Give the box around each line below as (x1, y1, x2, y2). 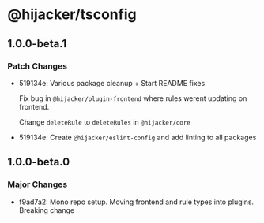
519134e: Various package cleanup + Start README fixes (18, 78, 206, 87)
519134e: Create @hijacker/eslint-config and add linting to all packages (18, 132, 257, 142)
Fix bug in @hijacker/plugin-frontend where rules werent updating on (18, 93, 247, 103)
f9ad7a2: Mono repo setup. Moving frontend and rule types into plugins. (18, 197, 255, 206)
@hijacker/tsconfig (7, 6, 137, 24)
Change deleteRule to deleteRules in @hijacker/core (18, 117, 190, 127)
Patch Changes (7, 61, 68, 72)
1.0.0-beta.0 (7, 155, 70, 169)
